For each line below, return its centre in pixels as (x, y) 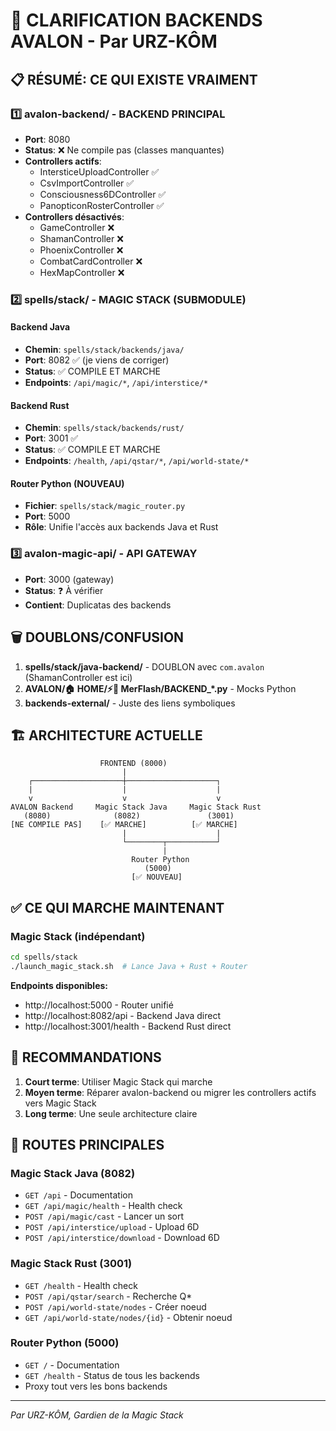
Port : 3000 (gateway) (69, 579)
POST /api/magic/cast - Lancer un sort (104, 1216)
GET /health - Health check (81, 1285)
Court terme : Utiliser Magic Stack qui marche (118, 1081)
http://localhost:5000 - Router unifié (99, 1005)
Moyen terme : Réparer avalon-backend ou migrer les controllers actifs (170, 1092)
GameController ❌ (77, 227)
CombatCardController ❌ (91, 261)
